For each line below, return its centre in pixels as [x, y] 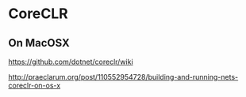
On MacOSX [39, 43]
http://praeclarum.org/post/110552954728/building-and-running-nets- [123, 77]
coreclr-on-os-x [35, 85]
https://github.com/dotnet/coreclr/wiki [71, 62]
